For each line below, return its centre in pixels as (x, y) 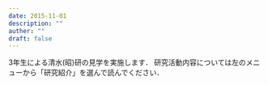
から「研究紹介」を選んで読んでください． (93, 73)
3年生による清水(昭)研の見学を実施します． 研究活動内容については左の (128, 62)
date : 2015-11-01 (38, 16)
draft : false (30, 38)
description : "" (36, 23)
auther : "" (27, 31)
